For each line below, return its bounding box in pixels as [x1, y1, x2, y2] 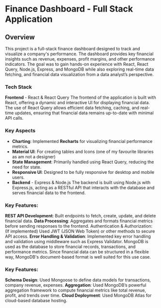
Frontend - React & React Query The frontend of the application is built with [5, 94, 156, 100]
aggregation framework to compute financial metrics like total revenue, [5, 287, 146, 293]
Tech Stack [5, 83, 32, 90]
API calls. [5, 115, 24, 121]
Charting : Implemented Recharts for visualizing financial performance [12, 138, 153, 144]
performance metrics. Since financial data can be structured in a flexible [5, 248, 149, 255]
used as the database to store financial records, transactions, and [5, 244, 136, 249]
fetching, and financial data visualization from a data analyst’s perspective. [5, 72, 154, 77]
